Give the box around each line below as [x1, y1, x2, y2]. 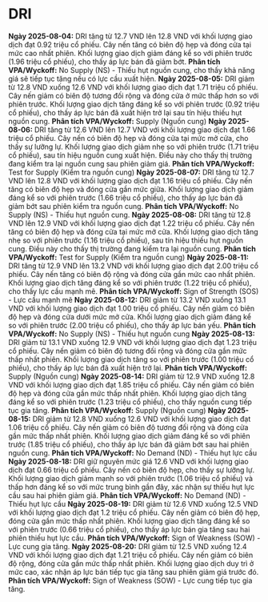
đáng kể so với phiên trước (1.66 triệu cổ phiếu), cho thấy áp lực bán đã [8, 193, 243, 203]
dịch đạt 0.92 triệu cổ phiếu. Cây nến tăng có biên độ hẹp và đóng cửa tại [8, 39, 252, 49]
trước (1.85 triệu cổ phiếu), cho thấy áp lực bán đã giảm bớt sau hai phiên [8, 439, 250, 449]
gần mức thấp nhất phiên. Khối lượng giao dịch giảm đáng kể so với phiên [8, 431, 250, 440]
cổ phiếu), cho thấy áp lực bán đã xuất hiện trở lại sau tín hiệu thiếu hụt [8, 107, 242, 117]
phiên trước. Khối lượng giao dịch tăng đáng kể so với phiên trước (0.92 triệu [8, 99, 260, 109]
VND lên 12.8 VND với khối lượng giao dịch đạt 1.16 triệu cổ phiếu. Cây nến [8, 175, 253, 185]
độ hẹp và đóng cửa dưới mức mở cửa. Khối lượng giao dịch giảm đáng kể [8, 311, 252, 321]
